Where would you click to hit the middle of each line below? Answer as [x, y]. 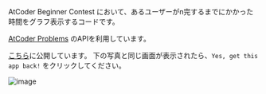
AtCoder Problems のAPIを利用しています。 [80, 39]
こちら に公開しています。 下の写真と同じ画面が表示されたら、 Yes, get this [133, 55]
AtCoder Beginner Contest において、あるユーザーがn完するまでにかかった [131, 12]
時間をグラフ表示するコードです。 [64, 22]
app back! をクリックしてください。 [67, 65]
